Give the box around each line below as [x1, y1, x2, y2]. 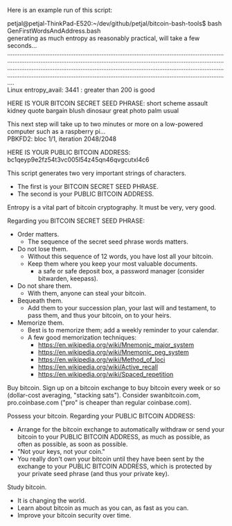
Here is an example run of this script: [7, 6, 113, 14]
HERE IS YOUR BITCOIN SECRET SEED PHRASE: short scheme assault [7, 99, 208, 107]
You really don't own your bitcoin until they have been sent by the [17, 455, 204, 463]
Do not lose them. [17, 245, 69, 253]
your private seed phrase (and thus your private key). [17, 470, 170, 477]
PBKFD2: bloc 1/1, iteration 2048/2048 [7, 135, 116, 143]
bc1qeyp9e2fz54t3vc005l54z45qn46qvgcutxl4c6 [7, 155, 150, 164]
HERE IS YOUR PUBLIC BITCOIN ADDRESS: [7, 149, 131, 156]
